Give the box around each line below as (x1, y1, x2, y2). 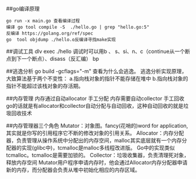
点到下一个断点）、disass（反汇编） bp (6, 55, 99, 62)
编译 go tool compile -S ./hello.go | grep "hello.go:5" (6, 24, 150, 30)
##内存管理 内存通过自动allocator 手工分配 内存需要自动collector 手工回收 (6, 95, 185, 102)
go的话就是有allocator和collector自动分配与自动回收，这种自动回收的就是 (6, 102, 184, 109)
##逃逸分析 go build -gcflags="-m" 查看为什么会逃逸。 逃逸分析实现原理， (6, 68, 187, 75)
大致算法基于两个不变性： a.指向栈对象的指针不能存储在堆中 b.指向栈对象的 (6, 75, 188, 82)
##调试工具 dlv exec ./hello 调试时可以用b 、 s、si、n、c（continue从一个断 (6, 48, 190, 55)
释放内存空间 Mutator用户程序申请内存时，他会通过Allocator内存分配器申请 (6, 159, 188, 166)
